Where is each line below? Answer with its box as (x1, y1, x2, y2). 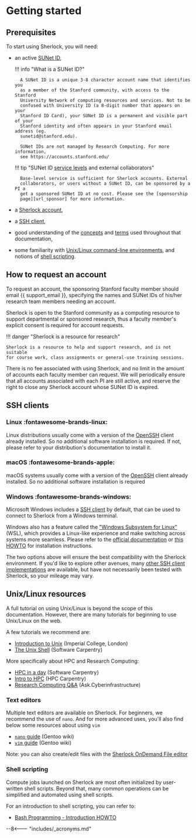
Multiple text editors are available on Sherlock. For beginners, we (6, 709, 163, 716)
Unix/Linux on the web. (6, 617, 62, 624)
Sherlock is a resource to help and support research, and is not (6, 344, 171, 350)
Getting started (6, 4, 82, 18)
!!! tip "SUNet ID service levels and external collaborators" (14, 164, 154, 171)
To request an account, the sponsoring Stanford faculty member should (6, 285, 179, 292)
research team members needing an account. (6, 298, 116, 305)
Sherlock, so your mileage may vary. (6, 573, 94, 580)
